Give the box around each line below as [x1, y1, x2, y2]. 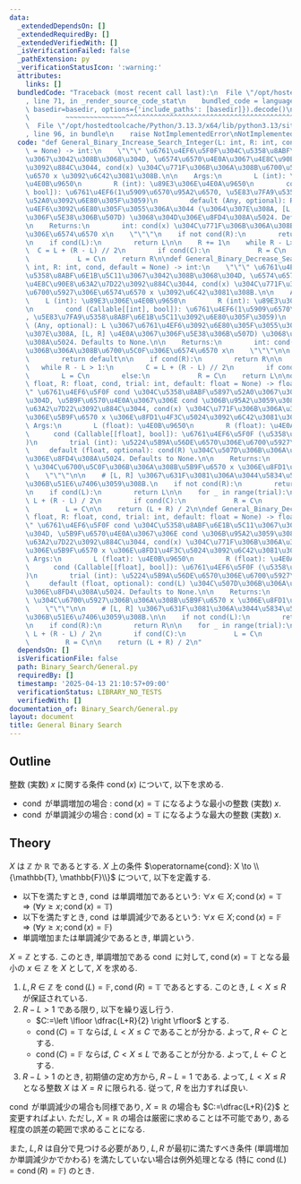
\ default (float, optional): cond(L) [25, 579, 186, 588]
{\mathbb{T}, [9, 871, 58, 882]
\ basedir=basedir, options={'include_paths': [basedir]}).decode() [25, 105, 287, 114]
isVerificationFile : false [17, 655, 118, 664]
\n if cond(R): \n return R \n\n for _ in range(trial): [25, 621, 287, 630]
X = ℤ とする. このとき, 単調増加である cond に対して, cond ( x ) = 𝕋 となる [9, 951, 282, 962]
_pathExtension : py [17, 55, 90, 64]
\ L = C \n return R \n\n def [25, 254, 182, 264]
